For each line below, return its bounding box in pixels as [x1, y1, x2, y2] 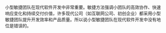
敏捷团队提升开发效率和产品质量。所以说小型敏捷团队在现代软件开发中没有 [5, 17, 157, 22]
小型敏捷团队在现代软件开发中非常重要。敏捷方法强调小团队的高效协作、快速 [5, 4, 161, 10]
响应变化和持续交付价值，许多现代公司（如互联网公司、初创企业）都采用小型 [5, 10, 161, 16]
